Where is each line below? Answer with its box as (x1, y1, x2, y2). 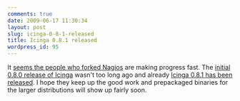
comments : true (7, 10, 53, 18)
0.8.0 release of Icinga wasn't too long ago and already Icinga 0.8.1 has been (7, 70, 233, 79)
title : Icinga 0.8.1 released (7, 37, 98, 44)
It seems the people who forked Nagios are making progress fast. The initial (7, 63, 231, 71)
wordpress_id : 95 (7, 43, 59, 51)
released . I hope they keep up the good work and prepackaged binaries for (7, 78, 229, 86)
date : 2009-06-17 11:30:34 (7, 17, 88, 24)
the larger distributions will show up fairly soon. (7, 86, 147, 94)
